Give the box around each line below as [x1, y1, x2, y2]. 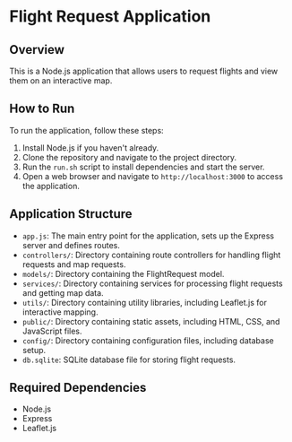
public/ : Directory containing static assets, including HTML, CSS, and [21, 316, 280, 326]
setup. [21, 344, 47, 355]
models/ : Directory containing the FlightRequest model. [21, 268, 225, 279]
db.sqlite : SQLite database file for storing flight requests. [21, 354, 236, 365]
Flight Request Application [9, 6, 211, 27]
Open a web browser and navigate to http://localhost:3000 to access [21, 170, 284, 181]
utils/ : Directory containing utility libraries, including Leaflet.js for [21, 297, 267, 308]
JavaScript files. [21, 325, 82, 336]
